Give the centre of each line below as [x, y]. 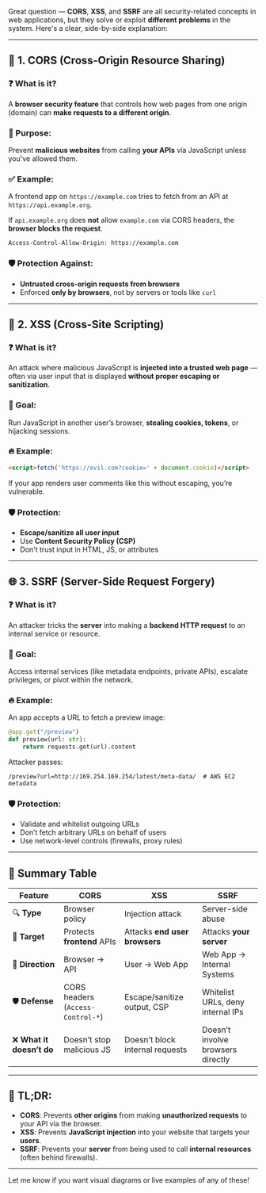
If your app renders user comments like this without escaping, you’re [120, 483]
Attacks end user [156, 932]
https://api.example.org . [50, 205]
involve [215, 1040]
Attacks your [226, 932]
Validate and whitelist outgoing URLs [80, 824]
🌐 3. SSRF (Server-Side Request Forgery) [112, 582]
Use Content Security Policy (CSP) [78, 541]
